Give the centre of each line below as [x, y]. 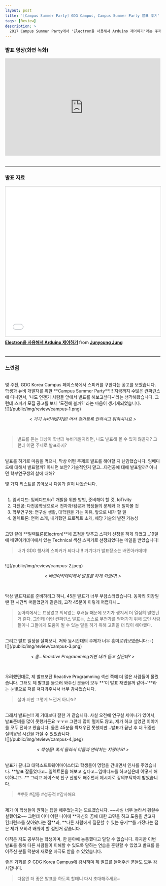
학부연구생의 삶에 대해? [33, 473]
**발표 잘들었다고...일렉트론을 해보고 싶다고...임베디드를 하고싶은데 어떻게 [82, 771]
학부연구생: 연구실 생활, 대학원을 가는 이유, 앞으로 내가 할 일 [69, 512]
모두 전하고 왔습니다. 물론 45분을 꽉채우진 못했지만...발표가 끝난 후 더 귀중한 [83, 728]
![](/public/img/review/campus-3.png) [44, 646]
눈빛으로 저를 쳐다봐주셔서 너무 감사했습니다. [53, 689]
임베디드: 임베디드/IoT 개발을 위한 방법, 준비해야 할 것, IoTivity [72, 500]
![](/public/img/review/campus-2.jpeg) [44, 566]
